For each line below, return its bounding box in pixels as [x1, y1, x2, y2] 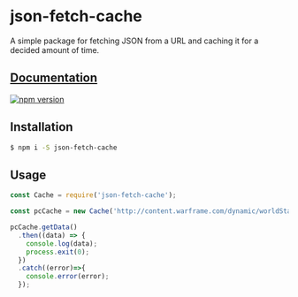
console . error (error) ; [26, 272, 110, 281]
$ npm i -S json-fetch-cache [10, 143, 118, 152]
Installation [10, 119, 73, 134]
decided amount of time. [10, 44, 100, 55]
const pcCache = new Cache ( [10, 207, 114, 216]
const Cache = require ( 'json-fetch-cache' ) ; [10, 191, 177, 200]
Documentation [10, 71, 98, 86]
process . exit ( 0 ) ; [26, 247, 90, 256]
